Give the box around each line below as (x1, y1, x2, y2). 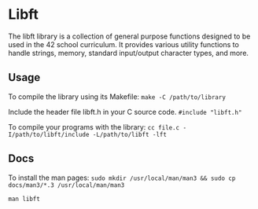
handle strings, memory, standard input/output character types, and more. (8, 48, 249, 57)
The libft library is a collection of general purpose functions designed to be (8, 31, 251, 41)
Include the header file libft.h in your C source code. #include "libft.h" (8, 107, 242, 116)
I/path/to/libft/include (8, 130, 90, 138)
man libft (8, 195, 41, 203)
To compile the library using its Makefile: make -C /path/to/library (8, 92, 227, 101)
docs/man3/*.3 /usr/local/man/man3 (8, 181, 125, 189)
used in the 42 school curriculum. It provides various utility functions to (8, 39, 240, 49)
